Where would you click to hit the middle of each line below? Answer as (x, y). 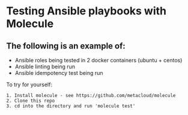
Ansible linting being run (45, 66)
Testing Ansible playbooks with (86, 11)
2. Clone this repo (31, 101)
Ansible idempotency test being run (59, 73)
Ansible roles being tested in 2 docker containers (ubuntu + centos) (99, 60)
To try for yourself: (29, 84)
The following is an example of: (66, 46)
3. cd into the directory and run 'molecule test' (71, 106)
